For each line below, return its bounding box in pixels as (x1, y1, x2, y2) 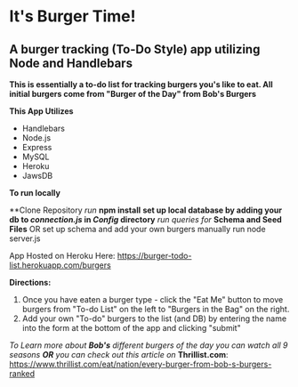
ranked (9, 368, 36, 379)
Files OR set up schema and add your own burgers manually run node (9, 224, 266, 234)
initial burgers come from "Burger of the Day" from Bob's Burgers (9, 89, 256, 99)
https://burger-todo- (117, 251, 192, 261)
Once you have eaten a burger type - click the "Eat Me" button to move (21, 294, 284, 304)
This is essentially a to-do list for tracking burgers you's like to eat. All (9, 79, 273, 90)
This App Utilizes (9, 106, 74, 117)
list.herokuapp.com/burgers (9, 260, 111, 270)
